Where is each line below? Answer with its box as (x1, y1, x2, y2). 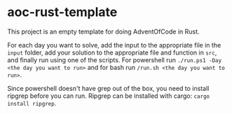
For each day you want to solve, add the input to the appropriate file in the (7, 41, 221, 49)
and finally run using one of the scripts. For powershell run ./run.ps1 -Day (7, 55, 222, 64)
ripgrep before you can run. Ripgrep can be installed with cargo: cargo (7, 92, 210, 100)
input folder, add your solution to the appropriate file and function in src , (7, 48, 217, 57)
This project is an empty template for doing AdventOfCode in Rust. (7, 27, 200, 36)
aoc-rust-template (7, 4, 118, 20)
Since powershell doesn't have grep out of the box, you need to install (7, 84, 210, 92)
